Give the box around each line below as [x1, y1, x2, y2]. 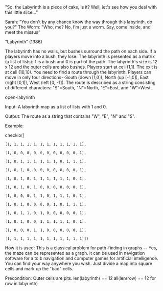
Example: [5, 123, 24, 129]
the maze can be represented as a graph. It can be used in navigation [5, 250, 145, 256]
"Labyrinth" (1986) [5, 39, 43, 45]
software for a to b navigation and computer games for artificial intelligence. [5, 255, 159, 261]
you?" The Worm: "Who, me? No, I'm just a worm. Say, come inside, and [5, 24, 151, 30]
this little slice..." [5, 9, 38, 15]
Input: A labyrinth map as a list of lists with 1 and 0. [5, 104, 107, 109]
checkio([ [5, 132, 24, 138]
